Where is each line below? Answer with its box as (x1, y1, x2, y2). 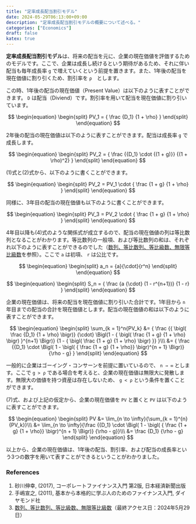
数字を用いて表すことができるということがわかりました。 (24, 453, 162, 460)
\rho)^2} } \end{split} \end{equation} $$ (50, 157, 146, 164)
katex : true (6, 36, 35, 42)
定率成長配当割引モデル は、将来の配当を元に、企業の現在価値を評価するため (6, 53, 190, 59)
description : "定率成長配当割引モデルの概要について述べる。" (6, 19, 141, 25)
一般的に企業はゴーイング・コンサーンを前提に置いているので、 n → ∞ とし (6, 362, 185, 369)
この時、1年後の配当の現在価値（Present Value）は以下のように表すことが (6, 87, 185, 94)
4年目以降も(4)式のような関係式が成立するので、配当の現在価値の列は (6, 229, 175, 236)
